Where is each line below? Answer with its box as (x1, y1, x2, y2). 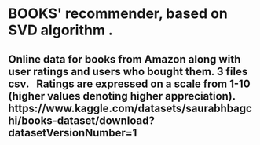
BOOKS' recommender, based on (8, 5, 228, 23)
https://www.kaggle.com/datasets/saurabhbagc (8, 101, 253, 114)
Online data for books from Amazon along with (8, 53, 241, 66)
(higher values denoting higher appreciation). (8, 89, 236, 103)
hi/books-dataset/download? (8, 114, 155, 127)
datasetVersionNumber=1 (8, 126, 137, 140)
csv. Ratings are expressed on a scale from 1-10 (8, 77, 251, 90)
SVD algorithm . (8, 21, 114, 39)
